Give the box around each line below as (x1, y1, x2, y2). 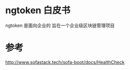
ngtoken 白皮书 (5, 5, 71, 16)
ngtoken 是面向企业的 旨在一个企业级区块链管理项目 (5, 22, 115, 28)
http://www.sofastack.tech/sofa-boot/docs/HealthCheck (5, 59, 125, 65)
